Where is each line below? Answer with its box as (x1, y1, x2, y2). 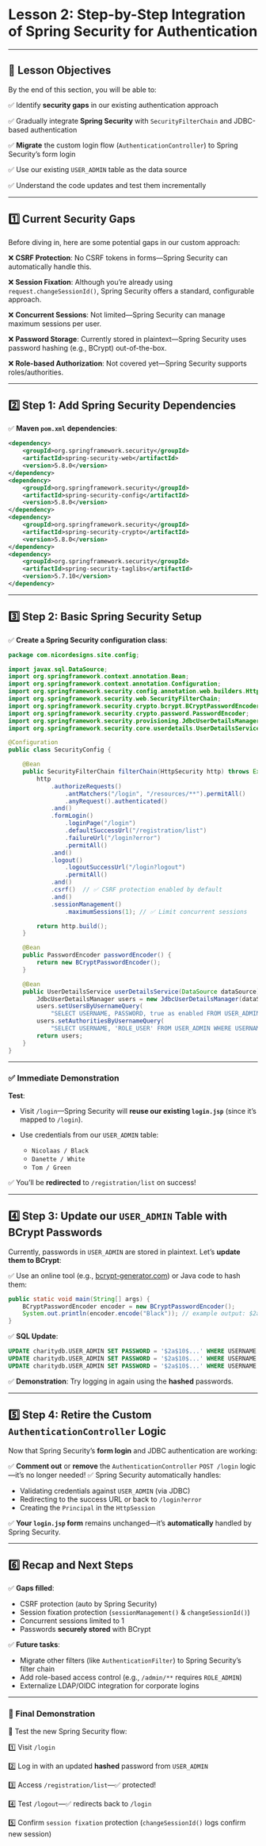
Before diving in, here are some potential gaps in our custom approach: (8, 237, 241, 247)
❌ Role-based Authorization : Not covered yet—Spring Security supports (8, 359, 247, 368)
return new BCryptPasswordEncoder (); (36, 958, 161, 967)
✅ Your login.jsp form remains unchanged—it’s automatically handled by (8, 1518, 252, 1528)
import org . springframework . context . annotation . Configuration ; (8, 680, 222, 688)
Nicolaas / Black (31, 1146, 89, 1155)
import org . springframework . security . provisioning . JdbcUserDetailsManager (8, 716, 260, 725)
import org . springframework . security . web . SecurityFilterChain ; (8, 695, 222, 703)
